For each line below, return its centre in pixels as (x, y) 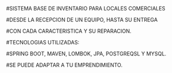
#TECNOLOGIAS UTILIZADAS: (43, 42)
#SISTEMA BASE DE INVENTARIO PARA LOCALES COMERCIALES (86, 8)
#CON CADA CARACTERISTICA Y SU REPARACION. (69, 31)
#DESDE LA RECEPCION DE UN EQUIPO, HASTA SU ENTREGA (82, 20)
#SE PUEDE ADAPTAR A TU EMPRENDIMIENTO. (64, 65)
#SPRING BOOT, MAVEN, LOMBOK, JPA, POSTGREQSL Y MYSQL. (86, 54)
